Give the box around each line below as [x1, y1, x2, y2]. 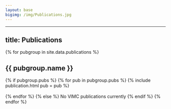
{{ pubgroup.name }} [5, 64, 74, 72]
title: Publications [5, 35, 63, 44]
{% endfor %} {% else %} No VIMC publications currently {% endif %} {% [5, 93, 161, 99]
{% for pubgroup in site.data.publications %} [5, 49, 99, 55]
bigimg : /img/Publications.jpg [5, 12, 72, 17]
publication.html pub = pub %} [5, 83, 70, 89]
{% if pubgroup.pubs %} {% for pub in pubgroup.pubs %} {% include [5, 77, 151, 84]
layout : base [5, 7, 33, 13]
